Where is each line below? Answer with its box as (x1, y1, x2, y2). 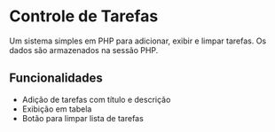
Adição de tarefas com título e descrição (21, 94, 171, 105)
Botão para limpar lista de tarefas (21, 113, 144, 123)
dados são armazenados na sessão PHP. (9, 44, 159, 55)
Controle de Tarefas (9, 6, 159, 27)
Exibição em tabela (21, 104, 92, 114)
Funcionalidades (9, 71, 104, 86)
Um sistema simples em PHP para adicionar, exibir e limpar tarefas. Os (9, 35, 267, 46)
